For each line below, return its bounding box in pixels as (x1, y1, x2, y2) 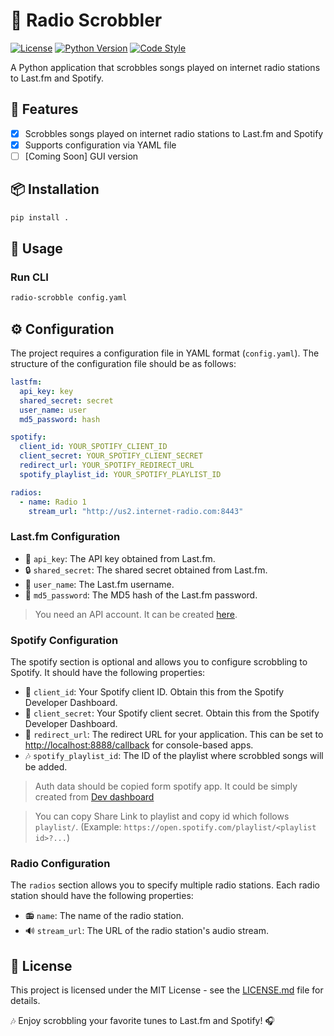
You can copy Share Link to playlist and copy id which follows (34, 810, 290, 822)
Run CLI (10, 270, 49, 284)
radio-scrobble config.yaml (10, 293, 128, 303)
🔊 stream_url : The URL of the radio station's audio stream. (24, 925, 269, 937)
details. (10, 995, 41, 1007)
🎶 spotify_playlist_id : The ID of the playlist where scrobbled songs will (24, 749, 324, 761)
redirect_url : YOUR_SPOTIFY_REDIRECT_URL (19, 460, 195, 470)
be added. (24, 760, 68, 773)
